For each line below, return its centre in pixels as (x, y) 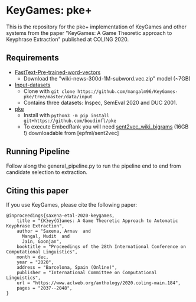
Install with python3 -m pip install (66, 115)
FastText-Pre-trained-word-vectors (58, 72)
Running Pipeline (38, 152)
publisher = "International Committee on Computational (87, 273)
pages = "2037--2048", (45, 288)
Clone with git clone (49, 91)
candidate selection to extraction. (47, 172)
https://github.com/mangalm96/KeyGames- (128, 91)
